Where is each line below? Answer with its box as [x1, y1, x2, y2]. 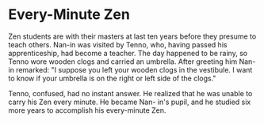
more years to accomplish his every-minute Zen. [8, 105, 166, 115]
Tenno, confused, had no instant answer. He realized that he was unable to [8, 88, 253, 98]
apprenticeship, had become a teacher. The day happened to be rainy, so [8, 48, 248, 58]
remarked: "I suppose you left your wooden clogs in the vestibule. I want [15, 65, 253, 74]
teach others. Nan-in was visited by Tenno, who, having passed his [8, 39, 228, 49]
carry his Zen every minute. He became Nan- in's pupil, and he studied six [8, 97, 251, 106]
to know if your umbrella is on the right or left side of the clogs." [8, 73, 216, 83]
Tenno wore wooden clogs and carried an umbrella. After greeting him [8, 57, 238, 66]
